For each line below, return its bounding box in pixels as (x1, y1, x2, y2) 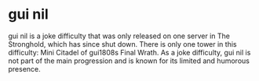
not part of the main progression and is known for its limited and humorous (8, 56, 250, 65)
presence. (8, 64, 41, 73)
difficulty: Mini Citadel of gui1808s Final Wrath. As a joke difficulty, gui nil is (8, 48, 251, 57)
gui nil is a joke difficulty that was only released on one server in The (8, 31, 230, 40)
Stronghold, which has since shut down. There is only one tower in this (8, 39, 237, 48)
